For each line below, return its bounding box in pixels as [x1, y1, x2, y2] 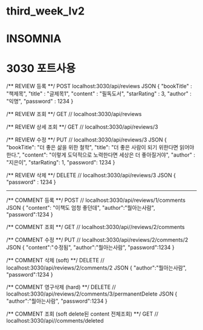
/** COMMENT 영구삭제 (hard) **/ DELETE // [6, 283, 116, 291]
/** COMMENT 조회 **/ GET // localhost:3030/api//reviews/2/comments [6, 224, 185, 231]
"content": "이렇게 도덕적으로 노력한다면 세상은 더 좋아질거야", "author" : [22, 151, 195, 158]
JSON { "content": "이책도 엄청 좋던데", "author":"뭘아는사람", [6, 204, 155, 212]
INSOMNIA [6, 32, 62, 46]
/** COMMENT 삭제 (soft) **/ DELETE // [6, 257, 105, 264]
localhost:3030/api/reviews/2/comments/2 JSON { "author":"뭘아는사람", [6, 264, 187, 271]
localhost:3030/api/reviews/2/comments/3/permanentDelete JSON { [6, 290, 178, 297]
